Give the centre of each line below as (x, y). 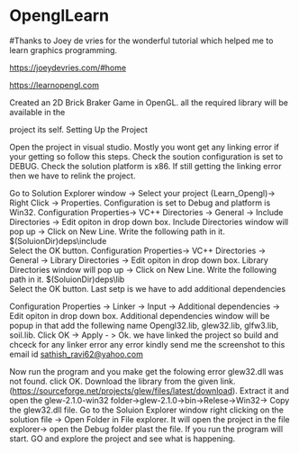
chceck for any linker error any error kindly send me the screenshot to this (147, 344)
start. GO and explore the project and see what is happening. (122, 439)
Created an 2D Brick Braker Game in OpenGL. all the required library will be (149, 102)
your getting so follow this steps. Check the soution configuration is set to (146, 156)
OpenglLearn (59, 16)
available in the (37, 112)
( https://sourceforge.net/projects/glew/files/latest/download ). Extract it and (149, 390)
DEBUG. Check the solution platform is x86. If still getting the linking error (145, 166)
